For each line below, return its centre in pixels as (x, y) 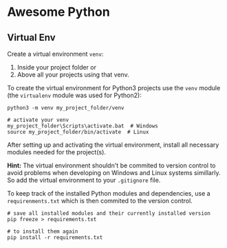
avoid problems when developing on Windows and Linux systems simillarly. (114, 173)
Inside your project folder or (56, 67)
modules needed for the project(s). (57, 152)
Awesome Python (58, 12)
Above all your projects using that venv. (73, 74)
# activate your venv (38, 120)
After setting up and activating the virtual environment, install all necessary (113, 145)
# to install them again (43, 231)
